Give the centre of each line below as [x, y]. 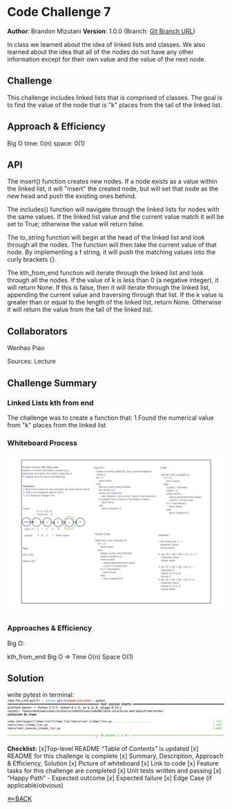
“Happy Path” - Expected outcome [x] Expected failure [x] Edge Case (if [110, 778]
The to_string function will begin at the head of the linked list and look [106, 237]
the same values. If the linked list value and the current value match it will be [116, 217]
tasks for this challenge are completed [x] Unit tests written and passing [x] [114, 770]
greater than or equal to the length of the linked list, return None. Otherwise [115, 302]
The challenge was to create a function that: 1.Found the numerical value [110, 418]
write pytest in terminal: [41, 695]
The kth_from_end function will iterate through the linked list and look [105, 273]
